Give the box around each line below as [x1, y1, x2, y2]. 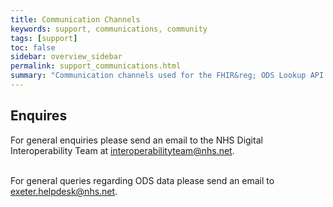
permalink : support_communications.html [10, 61, 182, 71]
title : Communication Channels [10, 14, 141, 25]
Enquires [10, 107, 68, 125]
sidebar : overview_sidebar [10, 52, 123, 62]
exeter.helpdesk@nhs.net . [10, 185, 118, 197]
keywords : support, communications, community [10, 24, 208, 34]
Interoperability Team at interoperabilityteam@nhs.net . [10, 144, 235, 156]
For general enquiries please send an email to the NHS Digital [10, 134, 263, 146]
